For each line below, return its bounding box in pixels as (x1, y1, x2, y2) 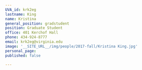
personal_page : (5, 48, 36, 53)
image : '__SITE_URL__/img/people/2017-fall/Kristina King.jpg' (5, 44, 138, 49)
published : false (5, 53, 41, 58)
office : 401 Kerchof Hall (5, 30, 58, 35)
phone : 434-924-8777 (5, 35, 48, 40)
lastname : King (5, 12, 36, 17)
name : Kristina (5, 16, 36, 21)
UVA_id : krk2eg (5, 7, 36, 12)
